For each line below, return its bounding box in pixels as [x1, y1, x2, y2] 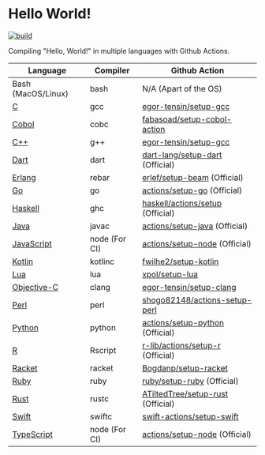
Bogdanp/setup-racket [141, 363, 229, 374]
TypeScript [12, 428, 53, 439]
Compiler [94, 65, 130, 76]
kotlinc [89, 256, 115, 267]
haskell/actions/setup [141, 197, 222, 209]
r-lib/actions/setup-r [141, 340, 221, 351]
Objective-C [12, 281, 59, 292]
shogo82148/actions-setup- [141, 294, 252, 305]
